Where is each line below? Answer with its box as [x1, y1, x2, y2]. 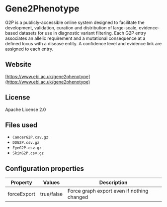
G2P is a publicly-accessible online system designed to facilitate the [5, 19, 145, 25]
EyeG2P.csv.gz [12, 145, 42, 151]
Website [5, 60, 31, 69]
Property [10, 179, 32, 186]
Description [99, 179, 128, 186]
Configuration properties [5, 164, 84, 173]
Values [43, 179, 60, 186]
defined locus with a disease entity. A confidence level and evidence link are [5, 40, 162, 46]
